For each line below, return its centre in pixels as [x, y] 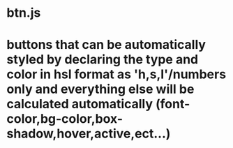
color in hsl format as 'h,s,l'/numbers [116, 74]
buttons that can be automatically [106, 45]
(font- [173, 104]
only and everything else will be [100, 89]
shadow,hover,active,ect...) [89, 134]
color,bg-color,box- [65, 119]
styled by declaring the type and [103, 60]
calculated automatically [80, 104]
